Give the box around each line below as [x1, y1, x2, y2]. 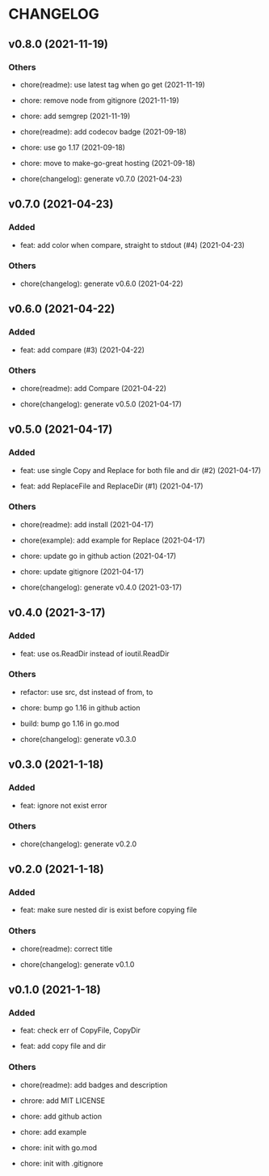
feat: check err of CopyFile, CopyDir [19, 1025, 141, 1035]
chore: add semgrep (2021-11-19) [19, 111, 131, 121]
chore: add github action [19, 1111, 103, 1121]
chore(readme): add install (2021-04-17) [19, 519, 154, 529]
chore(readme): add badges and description [19, 1080, 168, 1089]
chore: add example [19, 1127, 87, 1136]
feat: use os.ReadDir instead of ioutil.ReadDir [19, 649, 170, 658]
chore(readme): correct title [19, 944, 113, 953]
